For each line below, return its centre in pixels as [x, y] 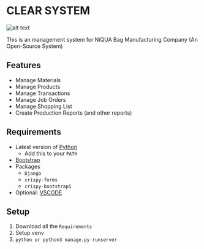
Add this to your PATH [51, 153]
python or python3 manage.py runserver [66, 240]
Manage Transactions [43, 93]
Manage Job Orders [40, 99]
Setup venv [30, 233]
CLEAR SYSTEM [48, 11]
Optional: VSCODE [39, 192]
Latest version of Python [46, 147]
